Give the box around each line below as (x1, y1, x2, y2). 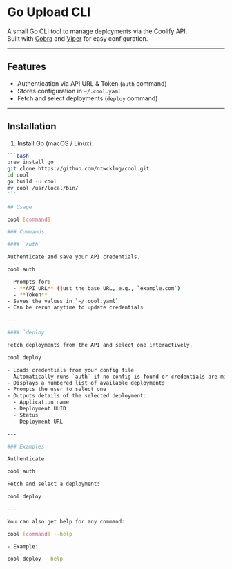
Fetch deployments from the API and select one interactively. (7, 342, 193, 349)
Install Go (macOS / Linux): (17, 139, 94, 147)
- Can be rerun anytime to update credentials (7, 304, 144, 311)
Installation (7, 120, 57, 132)
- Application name (13, 399, 70, 406)
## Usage (7, 204, 32, 210)
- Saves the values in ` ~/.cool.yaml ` (7, 298, 119, 305)
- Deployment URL (13, 418, 64, 425)
